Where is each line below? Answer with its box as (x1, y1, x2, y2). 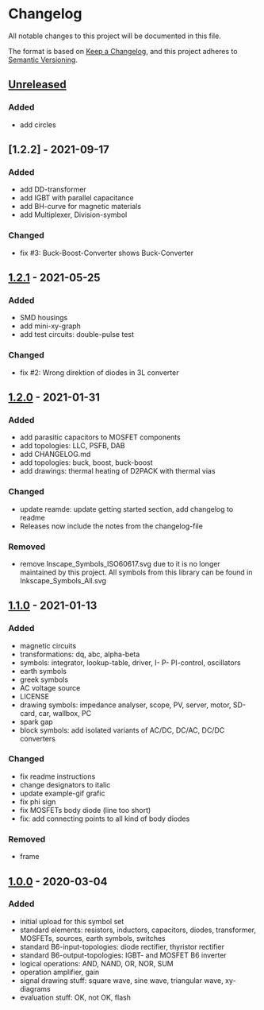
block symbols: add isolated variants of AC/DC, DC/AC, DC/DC (19, 725, 225, 735)
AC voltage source (19, 683, 81, 692)
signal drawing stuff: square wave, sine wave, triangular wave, (19, 975, 224, 985)
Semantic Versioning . (8, 55, 78, 64)
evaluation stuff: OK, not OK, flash (19, 993, 131, 1002)
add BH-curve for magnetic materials (19, 202, 141, 211)
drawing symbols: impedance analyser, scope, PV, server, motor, (19, 700, 231, 710)
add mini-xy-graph (19, 321, 82, 331)
